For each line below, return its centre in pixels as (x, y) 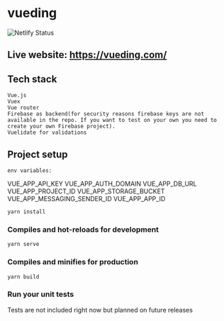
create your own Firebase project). (61, 126)
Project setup (38, 154)
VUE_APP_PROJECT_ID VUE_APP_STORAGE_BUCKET (86, 191)
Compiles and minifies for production (73, 262)
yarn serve (23, 244)
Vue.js (17, 96)
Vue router (23, 108)
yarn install (27, 212)
